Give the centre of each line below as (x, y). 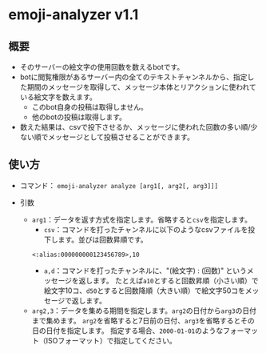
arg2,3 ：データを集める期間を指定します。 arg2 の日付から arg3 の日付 (144, 311)
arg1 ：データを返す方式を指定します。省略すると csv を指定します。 (141, 219)
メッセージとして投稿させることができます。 (121, 137)
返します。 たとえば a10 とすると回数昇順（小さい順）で (169, 280)
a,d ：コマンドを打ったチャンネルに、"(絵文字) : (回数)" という (145, 271)
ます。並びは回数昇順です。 (103, 239)
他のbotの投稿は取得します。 (79, 117)
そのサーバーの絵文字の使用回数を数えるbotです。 (102, 67)
